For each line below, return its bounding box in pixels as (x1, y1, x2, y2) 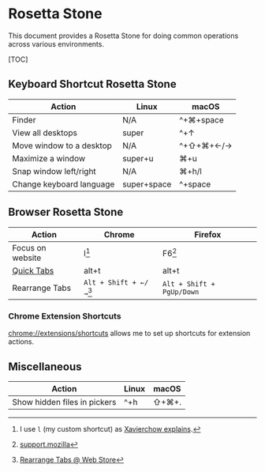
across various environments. (8, 39, 105, 48)
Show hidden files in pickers (12, 397, 117, 407)
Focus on (12, 242, 47, 253)
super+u (121, 153, 154, 164)
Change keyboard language (12, 179, 115, 190)
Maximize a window (12, 153, 86, 164)
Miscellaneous (8, 360, 82, 373)
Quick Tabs (12, 265, 54, 276)
